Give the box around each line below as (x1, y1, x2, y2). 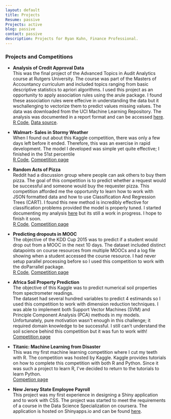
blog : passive (5, 27, 36, 32)
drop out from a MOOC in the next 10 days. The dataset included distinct (12, 242, 166, 248)
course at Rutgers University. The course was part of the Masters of (12, 75, 157, 82)
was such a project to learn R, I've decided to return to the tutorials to (12, 366, 160, 372)
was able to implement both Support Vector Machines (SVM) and (12, 307, 150, 313)
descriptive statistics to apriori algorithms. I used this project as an (12, 87, 154, 93)
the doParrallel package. (12, 264, 65, 270)
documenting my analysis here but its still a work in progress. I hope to (12, 210, 162, 216)
